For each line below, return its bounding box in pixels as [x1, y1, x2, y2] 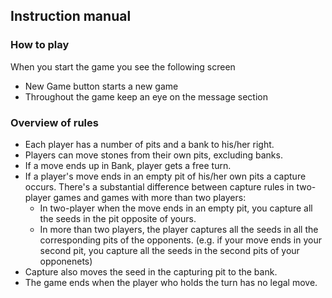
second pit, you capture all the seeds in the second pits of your [39, 244, 300, 256]
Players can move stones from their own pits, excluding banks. [24, 149, 283, 161]
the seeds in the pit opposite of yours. [39, 212, 197, 224]
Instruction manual [10, 8, 132, 25]
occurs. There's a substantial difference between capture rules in [24, 180, 295, 193]
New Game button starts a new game [24, 80, 179, 92]
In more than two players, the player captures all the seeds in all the [39, 223, 319, 235]
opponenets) [39, 255, 93, 267]
